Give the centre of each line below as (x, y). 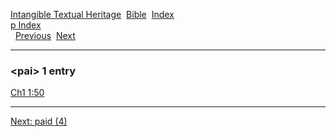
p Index (26, 25)
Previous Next (45, 35)
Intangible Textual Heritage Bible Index (92, 14)
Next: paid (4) (39, 121)
